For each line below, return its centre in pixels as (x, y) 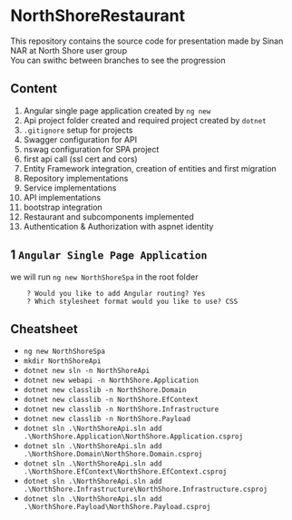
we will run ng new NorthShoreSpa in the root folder (104, 277)
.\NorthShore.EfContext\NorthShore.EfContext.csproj (125, 472)
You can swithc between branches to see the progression (118, 60)
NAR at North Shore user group (69, 50)
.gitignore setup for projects (78, 130)
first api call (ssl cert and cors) (81, 159)
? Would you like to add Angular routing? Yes (116, 293)
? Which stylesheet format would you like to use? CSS (132, 301)
